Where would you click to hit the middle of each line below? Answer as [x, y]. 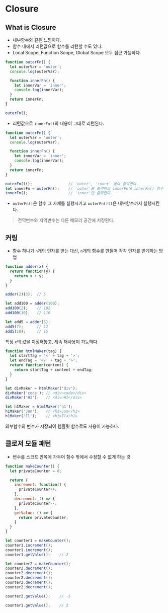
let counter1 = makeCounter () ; [38, 541]
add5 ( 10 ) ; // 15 [27, 331]
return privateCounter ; [44, 517]
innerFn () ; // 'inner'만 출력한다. [59, 193]
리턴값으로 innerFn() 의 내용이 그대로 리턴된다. [58, 123]
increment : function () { [40, 485]
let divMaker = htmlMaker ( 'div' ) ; [41, 388]
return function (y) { [32, 271]
